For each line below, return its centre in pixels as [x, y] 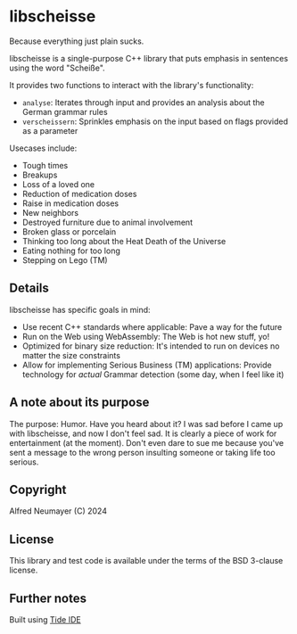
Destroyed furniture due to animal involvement [107, 222]
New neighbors [50, 212]
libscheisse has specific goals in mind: [80, 309]
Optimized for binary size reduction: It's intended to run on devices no [151, 346]
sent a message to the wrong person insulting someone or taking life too [142, 452]
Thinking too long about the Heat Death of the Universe [124, 241]
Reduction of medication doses [79, 193]
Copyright [38, 489]
